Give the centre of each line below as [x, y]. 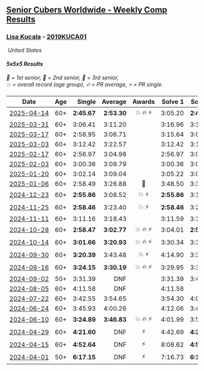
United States [25, 50]
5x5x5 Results [25, 64]
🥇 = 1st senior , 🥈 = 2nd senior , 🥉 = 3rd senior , [63, 77]
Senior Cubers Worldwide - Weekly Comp [87, 10]
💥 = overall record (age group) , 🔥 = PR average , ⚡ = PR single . [85, 84]
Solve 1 [173, 102]
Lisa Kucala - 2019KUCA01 [46, 37]
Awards [144, 102]
